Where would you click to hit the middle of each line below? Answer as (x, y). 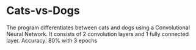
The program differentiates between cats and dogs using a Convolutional (98, 27)
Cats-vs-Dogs (43, 11)
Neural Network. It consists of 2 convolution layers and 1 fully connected (98, 34)
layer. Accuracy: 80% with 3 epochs (52, 40)
